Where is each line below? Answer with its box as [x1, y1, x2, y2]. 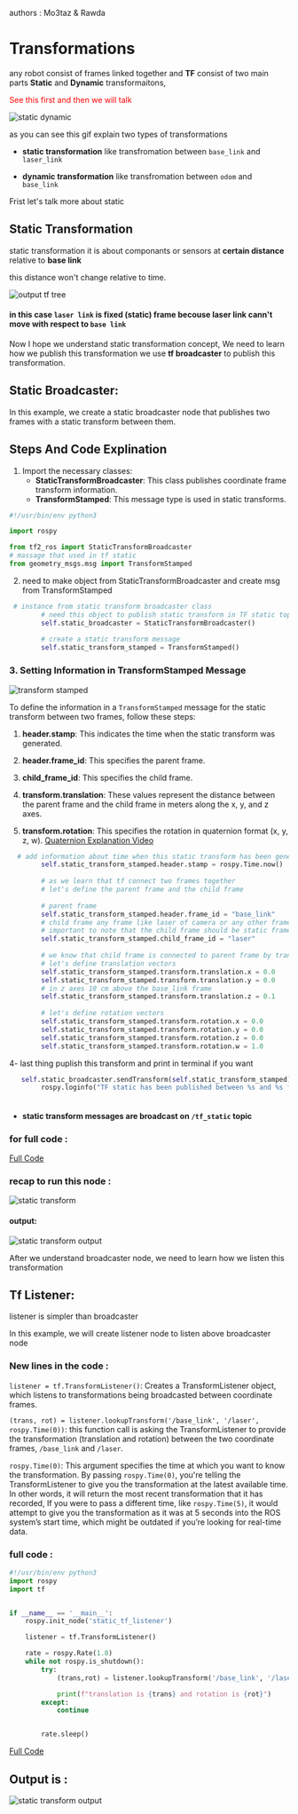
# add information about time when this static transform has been [17, 852, 272, 861]
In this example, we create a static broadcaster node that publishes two [9, 406, 271, 417]
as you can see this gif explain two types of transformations [9, 129, 228, 139]
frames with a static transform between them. [9, 416, 176, 427]
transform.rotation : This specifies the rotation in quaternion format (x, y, [21, 825, 288, 836]
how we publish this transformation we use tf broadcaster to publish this [9, 348, 276, 359]
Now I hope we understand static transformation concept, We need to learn [9, 338, 286, 349]
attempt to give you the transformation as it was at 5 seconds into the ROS [9, 1507, 281, 1518]
